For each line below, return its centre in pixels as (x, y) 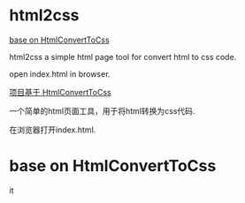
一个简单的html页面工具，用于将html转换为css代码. (102, 110)
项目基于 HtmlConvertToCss (61, 92)
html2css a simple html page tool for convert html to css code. (123, 56)
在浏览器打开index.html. (53, 130)
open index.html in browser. (60, 74)
